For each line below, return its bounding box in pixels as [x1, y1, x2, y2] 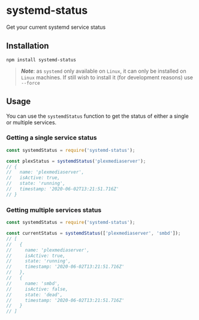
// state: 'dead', [6, 292, 63, 298]
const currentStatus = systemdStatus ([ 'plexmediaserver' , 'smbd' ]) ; [6, 231, 181, 237]
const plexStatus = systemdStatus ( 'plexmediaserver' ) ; [6, 158, 146, 164]
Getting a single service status [6, 133, 97, 142]
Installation [6, 41, 49, 51]
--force [20, 80, 40, 86]
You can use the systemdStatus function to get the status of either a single [6, 112, 189, 119]
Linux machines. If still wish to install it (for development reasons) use [20, 73, 194, 81]
